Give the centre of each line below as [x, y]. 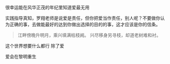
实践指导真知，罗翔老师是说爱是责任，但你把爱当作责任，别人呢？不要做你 [83, 18]
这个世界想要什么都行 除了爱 [35, 46]
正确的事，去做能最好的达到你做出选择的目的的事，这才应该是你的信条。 [85, 24]
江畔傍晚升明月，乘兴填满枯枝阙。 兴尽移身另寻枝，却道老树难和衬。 [89, 35]
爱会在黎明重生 [21, 56]
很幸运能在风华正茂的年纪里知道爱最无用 [47, 7]
